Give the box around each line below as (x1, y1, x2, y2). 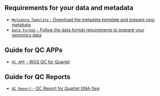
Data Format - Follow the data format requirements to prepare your (11, 27, 145, 33)
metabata (11, 22, 31, 27)
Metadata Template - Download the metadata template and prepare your (11, 16, 155, 22)
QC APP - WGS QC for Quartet (11, 59, 70, 65)
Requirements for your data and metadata (4, 4, 134, 12)
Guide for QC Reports (4, 73, 71, 81)
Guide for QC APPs (4, 46, 63, 55)
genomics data (11, 32, 42, 38)
